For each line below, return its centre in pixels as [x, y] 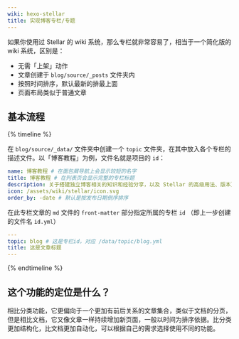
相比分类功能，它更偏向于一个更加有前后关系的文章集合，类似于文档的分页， [119, 311]
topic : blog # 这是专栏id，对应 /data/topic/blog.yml [85, 241]
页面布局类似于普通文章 [52, 92]
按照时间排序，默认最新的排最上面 [68, 83]
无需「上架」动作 [43, 65]
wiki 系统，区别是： [36, 50]
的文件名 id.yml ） [33, 221]
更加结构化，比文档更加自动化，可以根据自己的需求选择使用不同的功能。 [113, 328]
